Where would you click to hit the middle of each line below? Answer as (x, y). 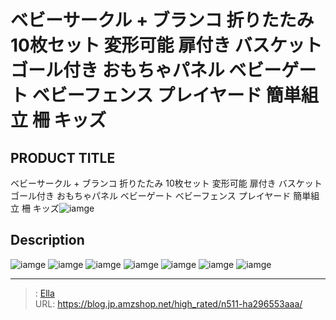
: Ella (44, 293)
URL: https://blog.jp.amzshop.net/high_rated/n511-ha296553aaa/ (168, 303)
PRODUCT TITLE (63, 157)
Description (47, 240)
